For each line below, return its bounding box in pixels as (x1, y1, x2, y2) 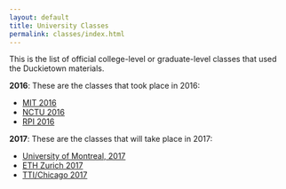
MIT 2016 (21, 98, 57, 108)
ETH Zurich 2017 (21, 161, 83, 171)
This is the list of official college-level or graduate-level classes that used (9, 54, 277, 65)
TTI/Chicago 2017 (21, 169, 88, 180)
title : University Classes (9, 21, 109, 30)
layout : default (9, 12, 69, 22)
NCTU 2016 (21, 107, 65, 118)
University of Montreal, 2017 (21, 151, 126, 161)
